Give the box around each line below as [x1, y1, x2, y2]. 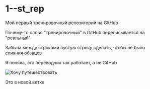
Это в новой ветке [5, 79, 45, 85]
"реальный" [5, 35, 31, 41]
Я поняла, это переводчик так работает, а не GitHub [5, 59, 117, 65]
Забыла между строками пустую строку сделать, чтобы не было [5, 44, 145, 50]
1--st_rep [5, 3, 44, 15]
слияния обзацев [5, 50, 42, 56]
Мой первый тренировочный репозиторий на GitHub [5, 20, 118, 26]
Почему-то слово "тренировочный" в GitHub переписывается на [5, 29, 145, 35]
